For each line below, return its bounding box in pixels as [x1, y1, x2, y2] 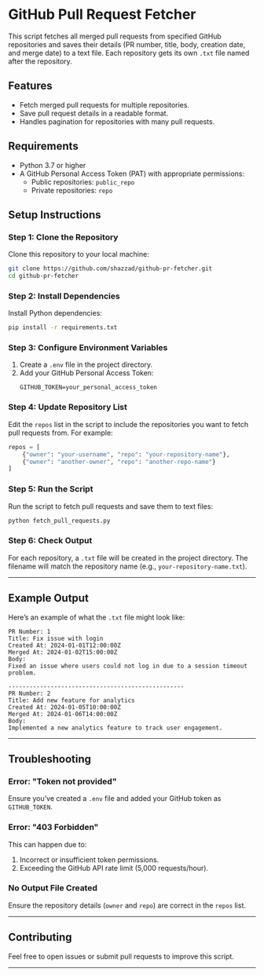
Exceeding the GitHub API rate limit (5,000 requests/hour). [19, 863, 209, 872]
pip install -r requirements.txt [8, 324, 118, 331]
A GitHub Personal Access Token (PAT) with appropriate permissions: [19, 169, 245, 178]
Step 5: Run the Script [8, 484, 93, 495]
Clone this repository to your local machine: [8, 250, 149, 259]
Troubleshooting [8, 752, 92, 766]
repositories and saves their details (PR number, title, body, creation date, [8, 39, 246, 49]
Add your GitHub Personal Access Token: [19, 368, 154, 378]
